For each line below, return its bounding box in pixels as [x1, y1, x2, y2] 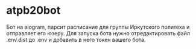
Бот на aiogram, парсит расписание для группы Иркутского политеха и [6, 23, 190, 30]
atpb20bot [6, 4, 61, 17]
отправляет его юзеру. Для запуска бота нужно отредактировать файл [6, 29, 190, 36]
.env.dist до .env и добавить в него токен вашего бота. [6, 36, 146, 43]
